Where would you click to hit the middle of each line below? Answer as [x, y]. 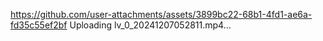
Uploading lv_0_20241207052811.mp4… [150, 25]
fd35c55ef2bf [39, 25]
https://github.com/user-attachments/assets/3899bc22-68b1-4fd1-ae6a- [161, 14]
